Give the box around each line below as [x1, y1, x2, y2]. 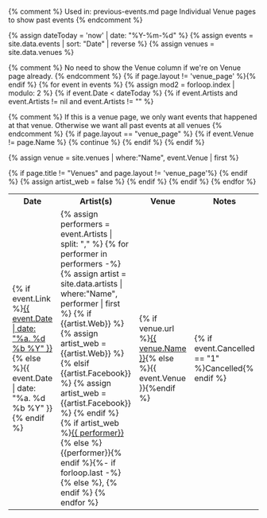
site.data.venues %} [8, 48, 74, 56]
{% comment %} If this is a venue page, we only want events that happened [8, 112, 257, 122]
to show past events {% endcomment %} [8, 15, 143, 25]
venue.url [138, 323, 175, 333]
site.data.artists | [60, 278, 123, 289]
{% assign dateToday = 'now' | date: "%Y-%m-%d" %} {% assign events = [8, 31, 254, 40]
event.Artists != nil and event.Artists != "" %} [8, 97, 154, 106]
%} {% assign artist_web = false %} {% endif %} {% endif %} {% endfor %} [8, 177, 257, 186]
